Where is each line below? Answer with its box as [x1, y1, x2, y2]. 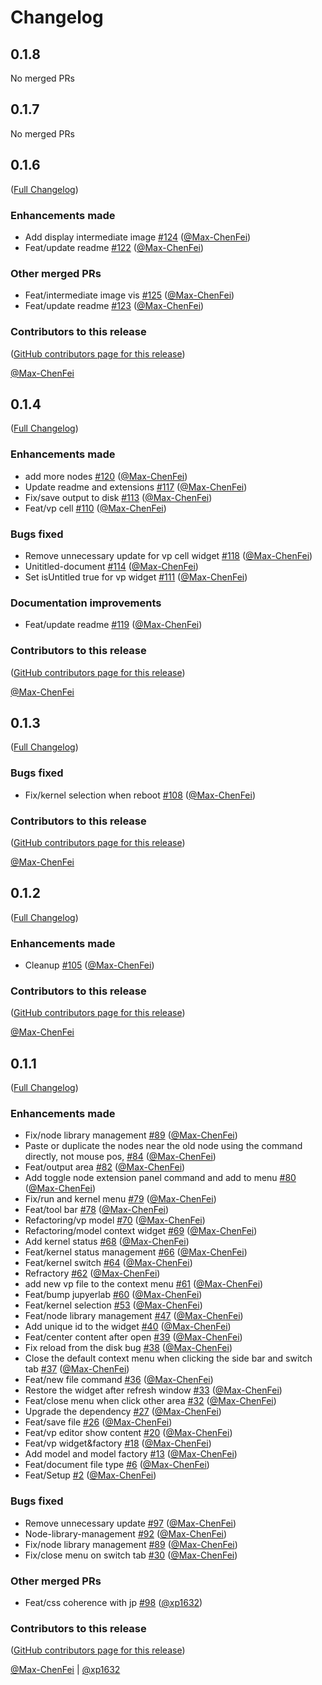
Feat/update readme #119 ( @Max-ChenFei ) [24, 619, 203, 631]
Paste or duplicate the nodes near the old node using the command [24, 1140, 303, 1152]
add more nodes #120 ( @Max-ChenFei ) [24, 470, 188, 482]
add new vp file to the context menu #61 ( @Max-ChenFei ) [24, 1278, 264, 1290]
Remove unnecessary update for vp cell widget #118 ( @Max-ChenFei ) [24, 549, 313, 561]
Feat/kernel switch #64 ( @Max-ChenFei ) [24, 1257, 193, 1269]
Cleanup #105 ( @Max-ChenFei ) [24, 959, 155, 971]
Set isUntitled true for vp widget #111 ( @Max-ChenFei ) [24, 571, 248, 583]
